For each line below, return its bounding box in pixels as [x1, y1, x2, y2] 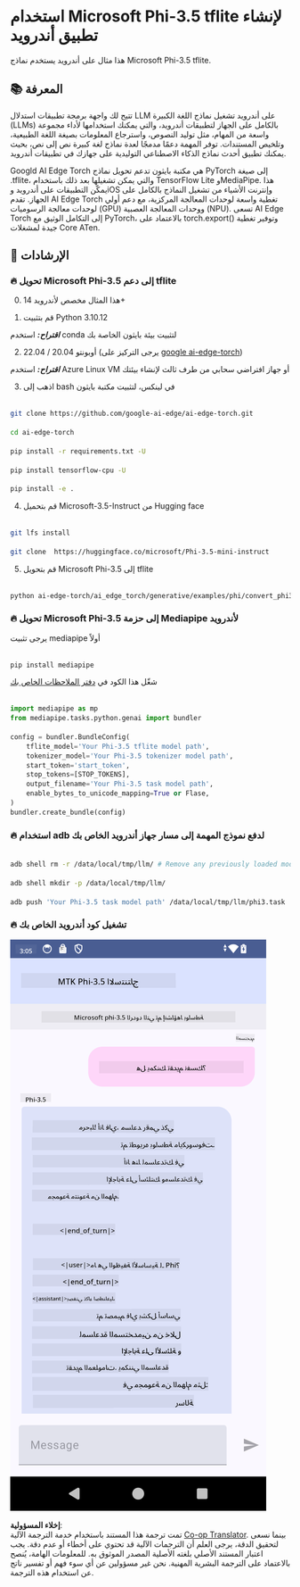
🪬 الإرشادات [10, 248, 69, 263]
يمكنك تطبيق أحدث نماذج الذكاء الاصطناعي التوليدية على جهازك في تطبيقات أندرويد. [10, 147, 287, 158]
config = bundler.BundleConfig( [10, 732, 130, 742]
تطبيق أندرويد [10, 25, 99, 46]
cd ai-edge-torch [10, 428, 75, 437]
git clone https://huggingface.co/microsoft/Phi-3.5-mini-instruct [10, 547, 270, 556]
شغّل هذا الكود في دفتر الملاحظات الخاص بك [10, 677, 158, 687]
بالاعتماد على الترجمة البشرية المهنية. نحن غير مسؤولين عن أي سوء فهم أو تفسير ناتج [10, 1558, 291, 1568]
